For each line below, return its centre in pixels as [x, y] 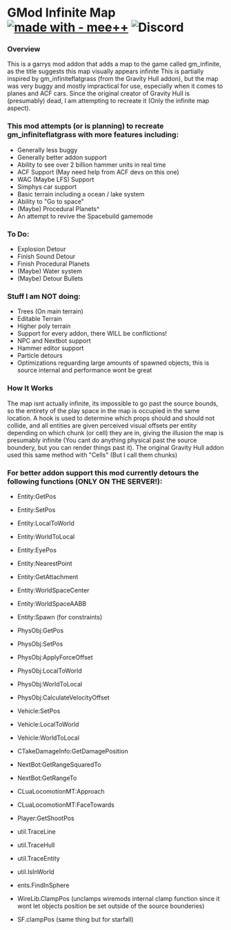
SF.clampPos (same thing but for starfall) [75, 919]
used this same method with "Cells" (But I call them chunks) [92, 455]
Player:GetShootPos [46, 818]
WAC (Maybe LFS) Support [56, 179]
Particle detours [40, 356]
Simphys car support [47, 186]
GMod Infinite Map [61, 13]
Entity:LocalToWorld [46, 523]
